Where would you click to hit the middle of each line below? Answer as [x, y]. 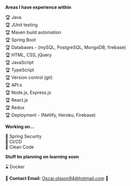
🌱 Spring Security [23, 136]
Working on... [20, 127]
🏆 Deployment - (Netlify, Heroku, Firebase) [50, 115]
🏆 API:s [14, 85]
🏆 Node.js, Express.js [28, 92]
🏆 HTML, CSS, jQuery [28, 55]
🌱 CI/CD [14, 142]
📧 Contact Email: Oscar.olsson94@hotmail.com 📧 [57, 178]
